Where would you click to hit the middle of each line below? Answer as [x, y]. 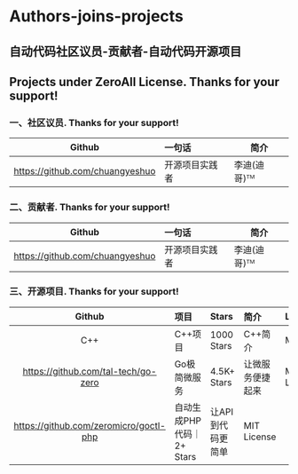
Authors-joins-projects [97, 16]
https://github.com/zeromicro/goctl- [90, 425]
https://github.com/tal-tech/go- [90, 371]
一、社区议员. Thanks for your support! [94, 122]
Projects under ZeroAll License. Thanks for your [144, 82]
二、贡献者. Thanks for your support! [90, 208]
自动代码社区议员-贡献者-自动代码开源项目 [125, 51]
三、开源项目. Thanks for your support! [94, 292]
